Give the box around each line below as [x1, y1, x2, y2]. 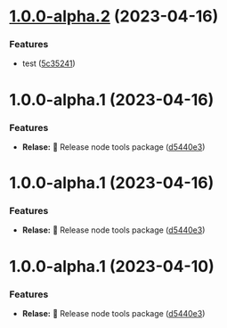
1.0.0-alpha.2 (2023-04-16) [9, 6, 219, 27]
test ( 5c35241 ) [21, 58, 76, 69]
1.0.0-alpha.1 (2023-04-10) [9, 256, 215, 276]
